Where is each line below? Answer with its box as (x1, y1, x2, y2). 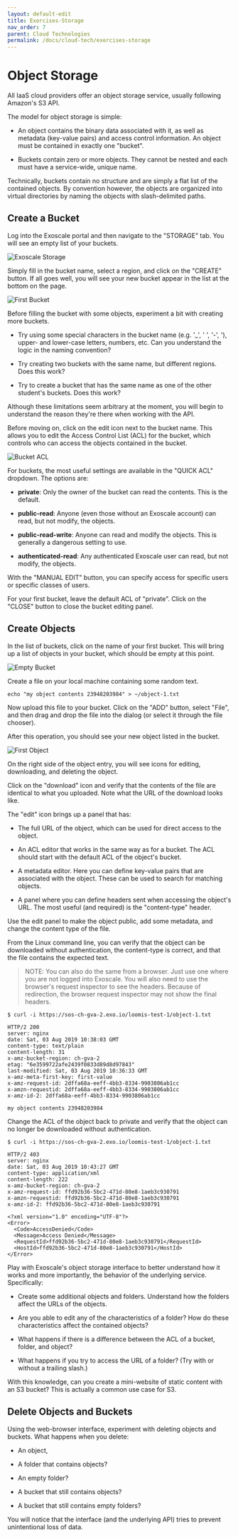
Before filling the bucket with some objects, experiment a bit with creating (7, 309, 224, 318)
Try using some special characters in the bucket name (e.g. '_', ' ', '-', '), (17, 330, 227, 339)
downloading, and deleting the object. (7, 767, 119, 776)
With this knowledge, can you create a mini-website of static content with (7, 1377, 223, 1386)
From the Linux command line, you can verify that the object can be (7, 938, 205, 947)
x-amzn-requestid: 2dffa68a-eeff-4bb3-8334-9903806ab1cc (7, 1085, 180, 1093)
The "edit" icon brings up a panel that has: (7, 810, 131, 818)
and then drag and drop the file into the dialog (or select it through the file (7, 710, 223, 719)
